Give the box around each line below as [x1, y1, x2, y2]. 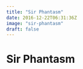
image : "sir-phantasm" [6, 20, 64, 26]
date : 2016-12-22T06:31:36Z [6, 15, 78, 21]
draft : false [6, 26, 39, 32]
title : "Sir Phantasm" [6, 9, 64, 15]
